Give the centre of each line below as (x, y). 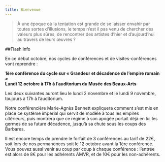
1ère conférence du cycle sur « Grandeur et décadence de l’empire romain (82, 73)
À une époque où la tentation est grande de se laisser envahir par (83, 24)
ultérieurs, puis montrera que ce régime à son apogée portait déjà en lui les (81, 118)
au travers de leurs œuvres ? (46, 39)
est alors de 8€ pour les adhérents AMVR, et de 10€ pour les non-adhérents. (83, 154)
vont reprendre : (21, 64)
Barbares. (15, 129)
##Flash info (18, 49)
